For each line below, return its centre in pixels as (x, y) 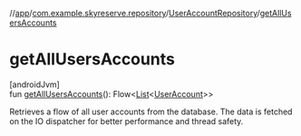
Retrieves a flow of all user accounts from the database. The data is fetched (151, 112)
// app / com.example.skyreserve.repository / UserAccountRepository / (135, 13)
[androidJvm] (35, 84)
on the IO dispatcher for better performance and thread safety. (126, 121)
